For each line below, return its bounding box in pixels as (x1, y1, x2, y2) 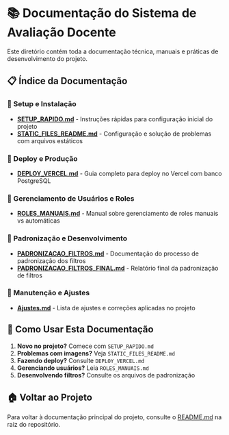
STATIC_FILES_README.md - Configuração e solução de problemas (16, 129, 212, 138)
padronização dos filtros (16, 256, 86, 264)
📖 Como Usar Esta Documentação (7, 323, 154, 336)
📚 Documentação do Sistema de (7, 5, 197, 21)
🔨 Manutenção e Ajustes (7, 288, 90, 298)
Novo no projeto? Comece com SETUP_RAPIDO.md (16, 342, 154, 350)
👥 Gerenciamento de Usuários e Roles (7, 193, 135, 203)
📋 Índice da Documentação (7, 75, 128, 87)
